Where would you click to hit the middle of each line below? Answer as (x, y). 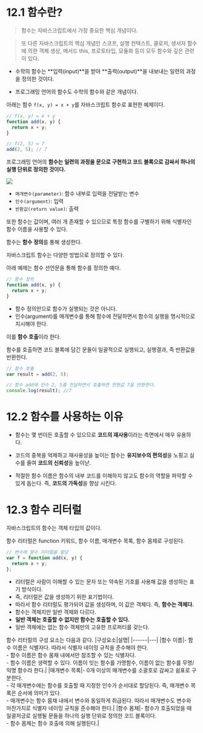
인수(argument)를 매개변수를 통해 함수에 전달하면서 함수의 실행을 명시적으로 (105, 316)
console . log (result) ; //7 (39, 391)
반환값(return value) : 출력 (47, 209)
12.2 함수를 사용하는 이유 (65, 417)
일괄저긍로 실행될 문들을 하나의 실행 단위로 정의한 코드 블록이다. (82, 715)
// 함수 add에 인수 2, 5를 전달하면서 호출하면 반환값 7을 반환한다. (81, 385)
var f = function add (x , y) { (45, 558)
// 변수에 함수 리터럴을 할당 (37, 552)
